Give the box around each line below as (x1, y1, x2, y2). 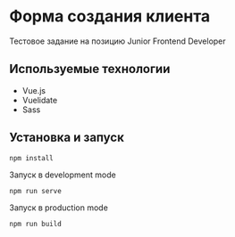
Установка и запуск (9, 130, 125, 145)
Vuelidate (21, 94, 58, 105)
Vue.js (21, 85, 46, 95)
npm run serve (9, 186, 63, 195)
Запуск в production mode (9, 202, 109, 213)
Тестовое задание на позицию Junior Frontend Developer (9, 36, 226, 46)
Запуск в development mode (9, 169, 116, 180)
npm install (9, 153, 54, 162)
